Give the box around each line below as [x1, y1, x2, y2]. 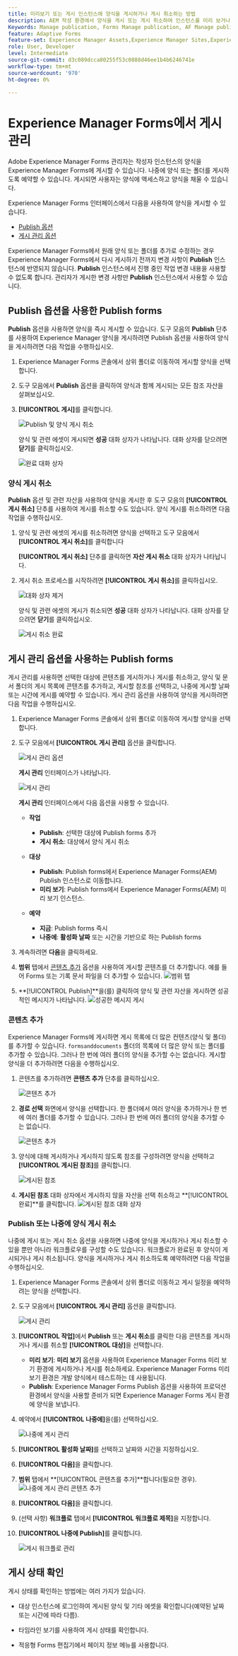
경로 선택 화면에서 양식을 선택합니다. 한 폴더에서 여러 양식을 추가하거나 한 [18, 1104, 220, 1112]
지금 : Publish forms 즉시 [39, 924, 108, 933]
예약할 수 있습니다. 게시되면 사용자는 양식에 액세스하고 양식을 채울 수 [20, 175, 210, 184]
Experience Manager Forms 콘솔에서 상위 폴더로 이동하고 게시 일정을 [18, 1278, 213, 1286]
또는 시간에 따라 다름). [18, 1610, 80, 1619]
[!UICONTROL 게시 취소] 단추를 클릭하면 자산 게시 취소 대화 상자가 [18, 552, 202, 561]
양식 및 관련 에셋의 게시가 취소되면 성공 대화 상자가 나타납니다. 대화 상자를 [18, 606, 222, 615]
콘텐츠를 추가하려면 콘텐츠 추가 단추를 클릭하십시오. [18, 1074, 160, 1083]
